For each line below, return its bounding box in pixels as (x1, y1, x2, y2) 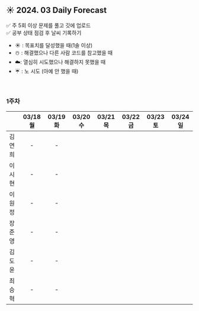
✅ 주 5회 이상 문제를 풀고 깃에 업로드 (6, 21, 91, 29)
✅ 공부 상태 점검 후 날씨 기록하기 (6, 29, 82, 36)
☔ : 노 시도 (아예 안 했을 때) (14, 67, 79, 74)
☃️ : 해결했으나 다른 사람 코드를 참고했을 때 (14, 49, 113, 56)
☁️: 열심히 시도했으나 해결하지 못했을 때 (14, 58, 106, 65)
